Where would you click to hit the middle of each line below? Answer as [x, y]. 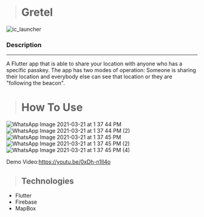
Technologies [47, 181]
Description [24, 45]
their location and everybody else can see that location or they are [89, 77]
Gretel [37, 12]
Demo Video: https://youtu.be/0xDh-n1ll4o [59, 162]
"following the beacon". [36, 83]
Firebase [26, 202]
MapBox [25, 208]
